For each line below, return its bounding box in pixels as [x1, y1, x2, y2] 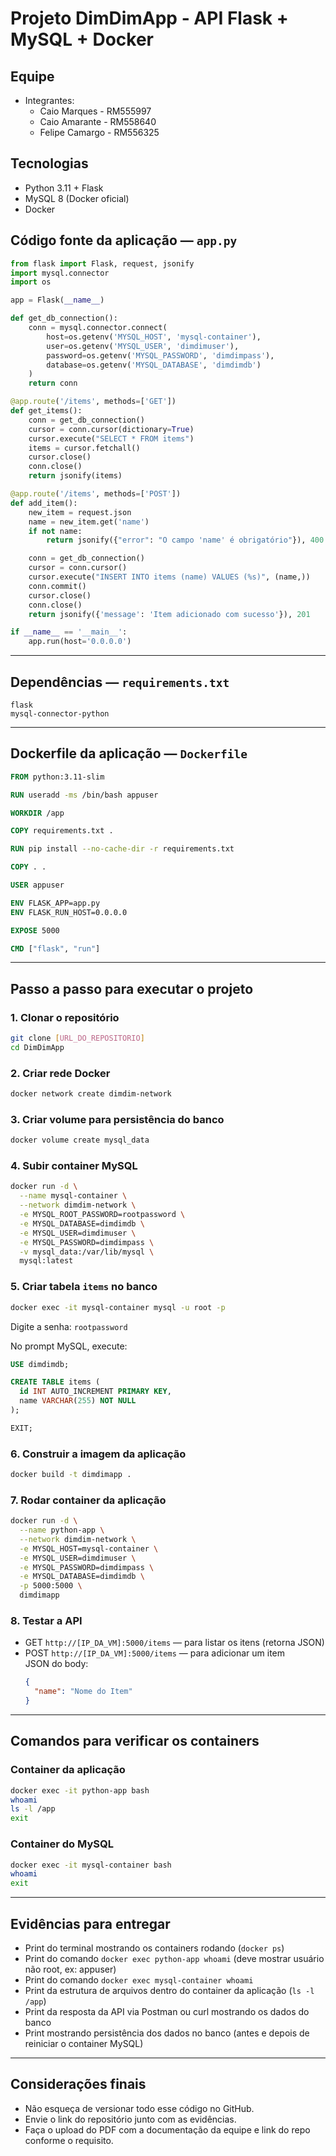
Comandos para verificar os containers [10, 1733, 260, 1750]
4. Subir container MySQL [10, 1159, 138, 1173]
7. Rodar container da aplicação [10, 1493, 167, 1507]
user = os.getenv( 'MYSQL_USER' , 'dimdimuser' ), [46, 341, 240, 351]
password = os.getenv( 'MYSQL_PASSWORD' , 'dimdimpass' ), [46, 350, 275, 361]
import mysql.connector [10, 268, 110, 278]
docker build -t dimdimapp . [10, 1470, 132, 1480]
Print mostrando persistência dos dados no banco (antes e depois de [24, 2027, 310, 2039]
